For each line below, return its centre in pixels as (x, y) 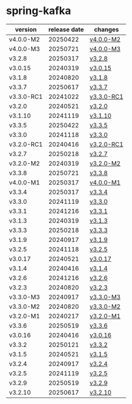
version (26, 29)
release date (66, 29)
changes (106, 29)
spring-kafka (39, 11)
